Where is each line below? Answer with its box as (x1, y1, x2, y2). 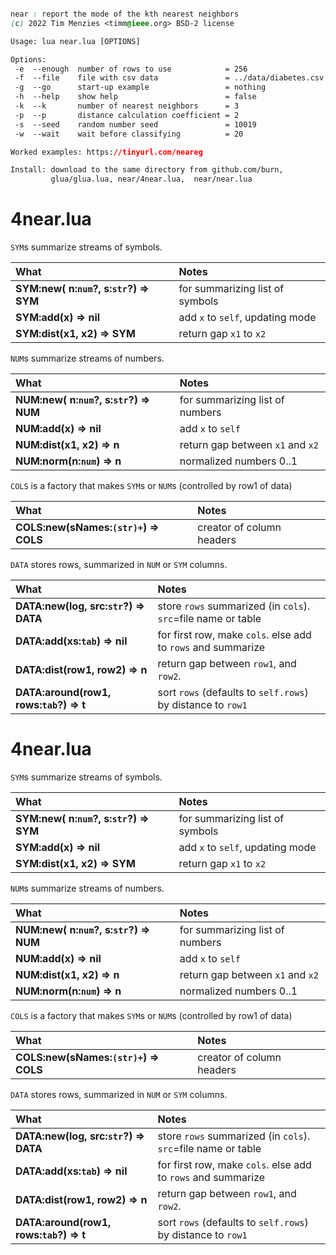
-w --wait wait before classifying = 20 (14, 129, 244, 139)
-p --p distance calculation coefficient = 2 (14, 110, 240, 120)
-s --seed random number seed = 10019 (14, 119, 257, 130)
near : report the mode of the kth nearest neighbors (10, 9, 240, 19)
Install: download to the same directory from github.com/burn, (10, 165, 284, 175)
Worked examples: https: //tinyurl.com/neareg (10, 147, 203, 157)
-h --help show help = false (14, 92, 257, 102)
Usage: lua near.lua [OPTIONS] (10, 36, 141, 46)
